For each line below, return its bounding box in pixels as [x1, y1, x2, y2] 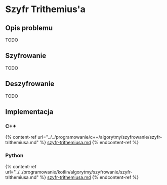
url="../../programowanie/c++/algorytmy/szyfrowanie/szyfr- [37, 134, 162, 140]
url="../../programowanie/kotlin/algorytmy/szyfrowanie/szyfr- [5, 169, 133, 175]
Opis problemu [5, 24, 53, 32]
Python [5, 152, 24, 159]
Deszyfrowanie [5, 80, 55, 88]
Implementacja [5, 107, 54, 116]
